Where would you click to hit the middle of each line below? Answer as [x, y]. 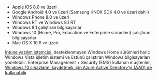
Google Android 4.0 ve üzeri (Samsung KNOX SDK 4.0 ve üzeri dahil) [81, 12]
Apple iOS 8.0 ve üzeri [34, 7]
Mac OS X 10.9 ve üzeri [35, 43]
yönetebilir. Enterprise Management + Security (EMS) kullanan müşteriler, [78, 62]
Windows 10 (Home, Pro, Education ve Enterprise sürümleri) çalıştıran [81, 33]
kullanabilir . [16, 73]
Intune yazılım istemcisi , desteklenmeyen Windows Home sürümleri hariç [78, 52]
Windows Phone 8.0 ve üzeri [40, 17]
